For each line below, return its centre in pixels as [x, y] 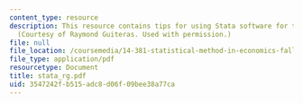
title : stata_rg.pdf [48, 76]
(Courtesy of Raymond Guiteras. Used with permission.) [124, 34]
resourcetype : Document [54, 68]
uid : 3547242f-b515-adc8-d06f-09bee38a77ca [92, 84]
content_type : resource [54, 17]
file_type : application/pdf [62, 59]
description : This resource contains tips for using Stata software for [149, 26]
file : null [30, 43]
